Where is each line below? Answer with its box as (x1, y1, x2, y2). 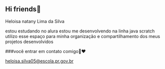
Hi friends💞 (5, 5, 41, 13)
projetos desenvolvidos (5, 38, 54, 44)
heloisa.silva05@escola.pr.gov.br (5, 58, 74, 64)
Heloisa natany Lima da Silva (5, 18, 65, 24)
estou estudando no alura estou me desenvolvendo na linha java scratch (5, 28, 155, 34)
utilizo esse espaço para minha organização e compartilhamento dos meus (5, 33, 160, 39)
